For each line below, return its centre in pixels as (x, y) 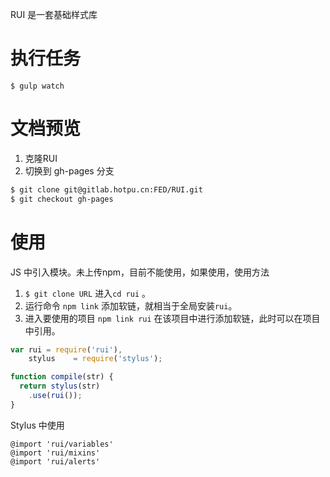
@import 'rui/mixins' (55, 453)
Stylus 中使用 (37, 425)
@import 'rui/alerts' (55, 461)
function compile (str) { (62, 377)
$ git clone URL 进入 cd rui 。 (88, 293)
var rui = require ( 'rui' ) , (66, 349)
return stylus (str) (60, 386)
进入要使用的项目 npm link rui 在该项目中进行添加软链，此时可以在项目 (172, 318)
